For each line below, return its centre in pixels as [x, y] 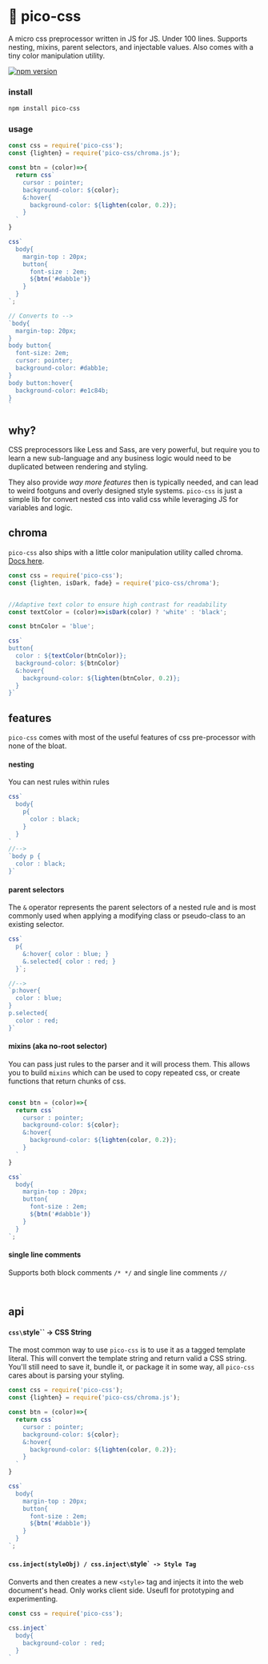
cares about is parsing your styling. [66, 1375]
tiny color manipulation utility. [57, 55]
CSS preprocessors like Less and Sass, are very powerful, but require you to [134, 450]
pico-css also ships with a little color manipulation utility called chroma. [126, 552]
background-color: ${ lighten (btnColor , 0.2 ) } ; [102, 678]
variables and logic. [41, 508]
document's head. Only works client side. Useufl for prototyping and [121, 1590]
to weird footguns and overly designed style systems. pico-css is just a [125, 491]
